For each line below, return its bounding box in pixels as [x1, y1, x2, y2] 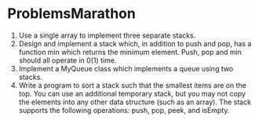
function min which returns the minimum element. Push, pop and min [18, 47, 243, 56]
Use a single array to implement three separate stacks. [18, 31, 196, 40]
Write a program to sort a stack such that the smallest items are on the [18, 80, 246, 90]
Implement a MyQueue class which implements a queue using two [18, 63, 234, 73]
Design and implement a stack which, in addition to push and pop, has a [18, 38, 252, 48]
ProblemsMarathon [7, 5, 137, 23]
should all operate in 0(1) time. [18, 56, 117, 65]
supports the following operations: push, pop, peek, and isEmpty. [18, 105, 230, 114]
